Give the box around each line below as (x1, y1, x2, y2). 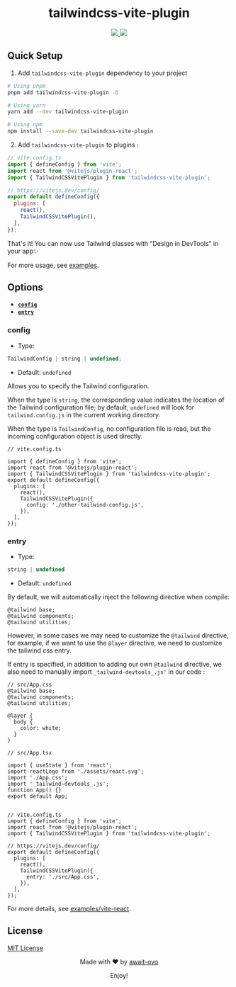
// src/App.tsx (7, 749, 52, 756)
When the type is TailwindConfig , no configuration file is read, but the (7, 424, 211, 433)
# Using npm (7, 121, 43, 128)
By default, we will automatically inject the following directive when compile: (7, 592, 230, 601)
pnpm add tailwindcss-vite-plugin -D (7, 89, 119, 96)
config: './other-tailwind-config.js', (26, 501, 144, 508)
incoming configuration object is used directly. (7, 432, 143, 440)
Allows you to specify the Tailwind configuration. (7, 381, 150, 390)
